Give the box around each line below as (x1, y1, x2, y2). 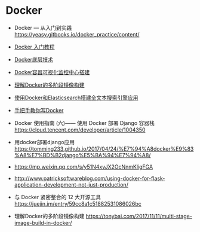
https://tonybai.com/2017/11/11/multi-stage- (85, 212, 192, 219)
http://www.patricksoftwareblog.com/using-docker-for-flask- (14, 175, 165, 182)
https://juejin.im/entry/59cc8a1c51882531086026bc (14, 200, 141, 207)
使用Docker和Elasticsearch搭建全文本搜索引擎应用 (14, 94, 139, 101)
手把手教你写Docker (14, 106, 64, 114)
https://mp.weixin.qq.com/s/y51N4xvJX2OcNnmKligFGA (14, 163, 153, 170)
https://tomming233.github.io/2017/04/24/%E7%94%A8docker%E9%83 (14, 145, 194, 152)
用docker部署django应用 (14, 138, 75, 145)
